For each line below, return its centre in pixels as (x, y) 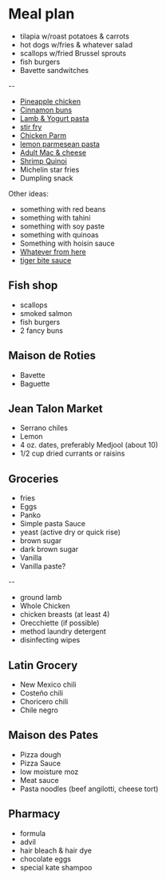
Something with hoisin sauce (67, 243)
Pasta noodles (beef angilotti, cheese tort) (89, 789)
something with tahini (55, 217)
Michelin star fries (49, 169)
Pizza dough (40, 754)
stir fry (31, 127)
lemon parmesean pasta (59, 144)
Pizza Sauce (40, 763)
